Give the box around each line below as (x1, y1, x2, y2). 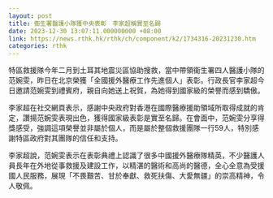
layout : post (8, 11, 53, 20)
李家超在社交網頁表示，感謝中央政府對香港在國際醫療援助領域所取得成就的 (8, 103, 258, 113)
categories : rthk (8, 42, 67, 50)
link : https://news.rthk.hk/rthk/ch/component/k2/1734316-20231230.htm (8, 34, 256, 43)
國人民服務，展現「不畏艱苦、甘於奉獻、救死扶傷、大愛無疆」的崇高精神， (8, 171, 258, 181)
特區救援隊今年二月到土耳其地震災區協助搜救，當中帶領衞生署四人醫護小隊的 (8, 66, 265, 75)
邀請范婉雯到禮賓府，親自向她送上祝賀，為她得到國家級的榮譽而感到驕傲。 (15, 86, 265, 96)
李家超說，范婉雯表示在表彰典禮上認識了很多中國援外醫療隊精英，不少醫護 (8, 151, 258, 161)
